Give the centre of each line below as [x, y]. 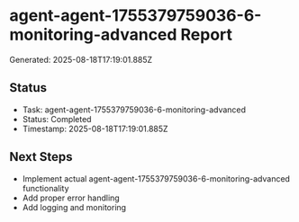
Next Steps [41, 157]
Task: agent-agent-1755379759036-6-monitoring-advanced [134, 110]
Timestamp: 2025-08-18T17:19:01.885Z [95, 129]
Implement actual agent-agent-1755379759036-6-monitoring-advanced [156, 178]
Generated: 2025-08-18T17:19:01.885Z [81, 59]
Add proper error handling [71, 198]
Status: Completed [57, 119]
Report [206, 35]
